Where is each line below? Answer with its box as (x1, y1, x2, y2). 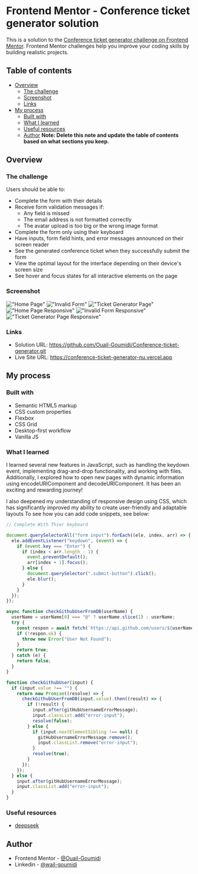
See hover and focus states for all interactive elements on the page (14, 272, 178, 279)
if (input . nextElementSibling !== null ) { (32, 729, 138, 735)
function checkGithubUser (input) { (6, 680, 94, 685)
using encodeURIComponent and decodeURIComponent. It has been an (6, 480, 181, 487)
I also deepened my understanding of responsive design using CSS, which (6, 498, 187, 505)
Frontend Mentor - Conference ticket (6, 4, 190, 18)
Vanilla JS (14, 433, 39, 440)
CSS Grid (14, 420, 37, 428)
